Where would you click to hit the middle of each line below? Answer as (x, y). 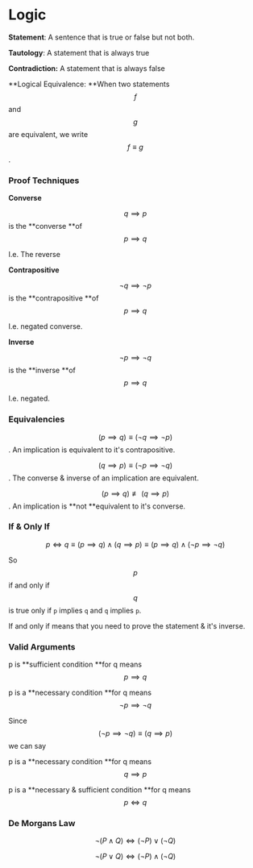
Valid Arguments (42, 646)
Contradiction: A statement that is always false (87, 68)
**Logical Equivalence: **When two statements (89, 84)
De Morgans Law (42, 824)
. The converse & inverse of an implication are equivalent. (104, 478)
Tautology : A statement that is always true (79, 52)
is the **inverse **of (42, 370)
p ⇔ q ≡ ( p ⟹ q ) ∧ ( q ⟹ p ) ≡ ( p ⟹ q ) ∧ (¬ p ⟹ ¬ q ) (135, 544)
